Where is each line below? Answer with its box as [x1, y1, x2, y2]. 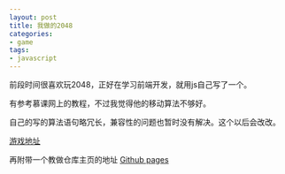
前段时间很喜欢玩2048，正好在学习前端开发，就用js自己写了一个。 [9, 79, 252, 89]
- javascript [9, 54, 58, 63]
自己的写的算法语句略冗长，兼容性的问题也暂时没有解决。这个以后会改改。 [9, 117, 281, 127]
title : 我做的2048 [9, 21, 73, 30]
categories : [9, 29, 53, 38]
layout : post [9, 12, 58, 22]
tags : [9, 46, 29, 55]
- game [9, 37, 34, 47]
